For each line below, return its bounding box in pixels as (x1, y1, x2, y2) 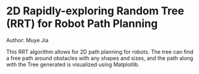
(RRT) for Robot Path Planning (6, 17, 158, 30)
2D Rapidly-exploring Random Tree (6, 4, 185, 18)
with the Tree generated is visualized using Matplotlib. (6, 61, 140, 68)
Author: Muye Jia (6, 36, 49, 44)
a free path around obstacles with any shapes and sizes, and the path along (6, 54, 194, 61)
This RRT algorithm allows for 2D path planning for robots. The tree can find (6, 48, 194, 55)
